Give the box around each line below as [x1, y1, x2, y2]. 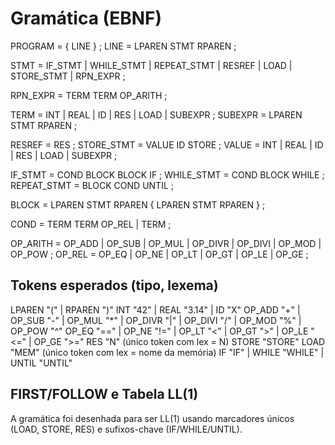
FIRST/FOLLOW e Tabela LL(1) [10, 386, 199, 403]
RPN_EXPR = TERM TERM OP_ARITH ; [10, 89, 168, 101]
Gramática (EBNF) [10, 7, 162, 30]
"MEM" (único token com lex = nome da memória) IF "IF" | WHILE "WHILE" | [10, 346, 325, 358]
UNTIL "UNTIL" [10, 357, 73, 369]
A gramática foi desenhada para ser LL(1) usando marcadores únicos [10, 412, 295, 424]
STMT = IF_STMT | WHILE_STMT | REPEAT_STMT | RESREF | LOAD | [10, 59, 293, 71]
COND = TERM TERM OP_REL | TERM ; [10, 218, 172, 230]
